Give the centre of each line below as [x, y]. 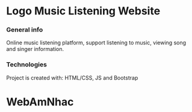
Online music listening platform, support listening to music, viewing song [96, 43]
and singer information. [35, 49]
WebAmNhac [40, 102]
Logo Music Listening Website [83, 11]
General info [25, 30]
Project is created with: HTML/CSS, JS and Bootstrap [72, 78]
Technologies [26, 65]
